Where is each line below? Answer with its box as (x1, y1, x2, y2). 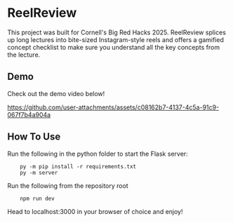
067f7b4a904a (7, 110, 51, 119)
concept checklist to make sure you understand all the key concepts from (7, 43, 220, 51)
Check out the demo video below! (7, 89, 105, 97)
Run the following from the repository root (7, 181, 128, 190)
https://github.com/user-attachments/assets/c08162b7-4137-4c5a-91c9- (7, 103, 220, 111)
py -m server (20, 169, 58, 176)
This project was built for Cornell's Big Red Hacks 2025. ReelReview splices (7, 28, 227, 36)
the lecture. (7, 50, 41, 59)
